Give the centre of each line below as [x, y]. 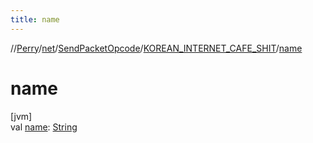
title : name [35, 19]
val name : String [44, 127]
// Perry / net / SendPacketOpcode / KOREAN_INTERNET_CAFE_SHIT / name [156, 48]
